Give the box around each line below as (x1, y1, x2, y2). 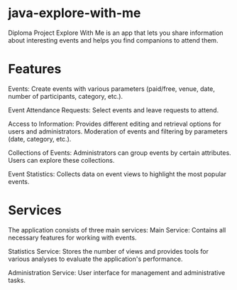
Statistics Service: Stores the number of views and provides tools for (8, 247, 209, 255)
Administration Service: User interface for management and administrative (8, 268, 226, 276)
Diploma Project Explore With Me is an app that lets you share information (8, 28, 224, 37)
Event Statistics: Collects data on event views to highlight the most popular (8, 169, 226, 178)
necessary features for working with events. (8, 233, 137, 242)
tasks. (8, 276, 26, 284)
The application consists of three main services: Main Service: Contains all (8, 225, 226, 234)
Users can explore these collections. (8, 156, 115, 164)
